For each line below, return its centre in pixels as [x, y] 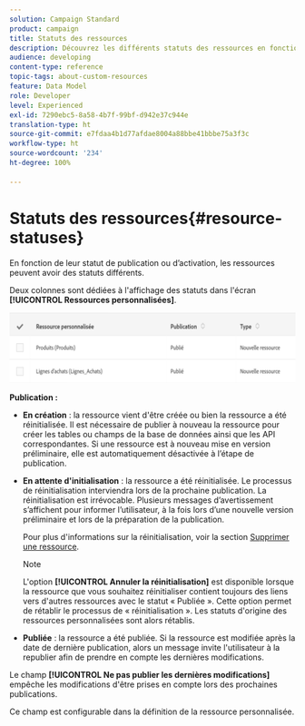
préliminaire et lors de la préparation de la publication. [123, 519]
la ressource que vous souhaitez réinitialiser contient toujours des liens [155, 591]
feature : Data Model [49, 86]
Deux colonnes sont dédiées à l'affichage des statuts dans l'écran [133, 289]
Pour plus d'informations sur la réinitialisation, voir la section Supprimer [156, 536]
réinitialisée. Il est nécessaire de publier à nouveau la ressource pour [151, 424]
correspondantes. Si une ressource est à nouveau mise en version [146, 444]
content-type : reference [56, 67]
